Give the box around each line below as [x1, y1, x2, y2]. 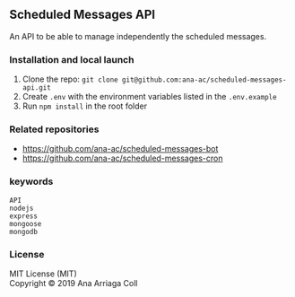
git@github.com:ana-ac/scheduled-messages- [121, 75, 287, 84]
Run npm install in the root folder [22, 100, 148, 111]
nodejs [9, 204, 34, 213]
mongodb [9, 227, 39, 236]
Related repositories [9, 123, 100, 135]
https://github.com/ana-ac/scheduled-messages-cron [22, 153, 223, 164]
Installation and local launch [9, 53, 134, 66]
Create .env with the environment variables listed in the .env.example [22, 92, 277, 102]
